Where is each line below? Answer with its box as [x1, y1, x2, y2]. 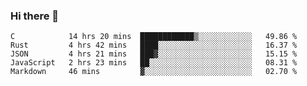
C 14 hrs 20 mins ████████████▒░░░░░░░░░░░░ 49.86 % [10, 32, 298, 42]
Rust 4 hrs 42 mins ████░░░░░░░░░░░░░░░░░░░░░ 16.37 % [10, 40, 298, 51]
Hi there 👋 [10, 9, 60, 23]
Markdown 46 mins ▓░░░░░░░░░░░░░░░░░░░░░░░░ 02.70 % [10, 67, 298, 77]
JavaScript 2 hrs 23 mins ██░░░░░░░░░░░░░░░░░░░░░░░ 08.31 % [10, 58, 298, 68]
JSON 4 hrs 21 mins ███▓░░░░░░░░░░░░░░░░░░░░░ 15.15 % [10, 49, 298, 59]
